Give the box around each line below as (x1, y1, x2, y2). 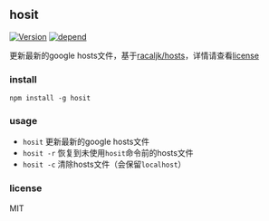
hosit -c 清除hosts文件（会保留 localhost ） (22, 159, 187, 170)
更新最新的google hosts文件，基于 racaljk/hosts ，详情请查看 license (9, 50, 260, 61)
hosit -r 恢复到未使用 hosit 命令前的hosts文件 (22, 148, 194, 159)
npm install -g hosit (9, 94, 91, 103)
